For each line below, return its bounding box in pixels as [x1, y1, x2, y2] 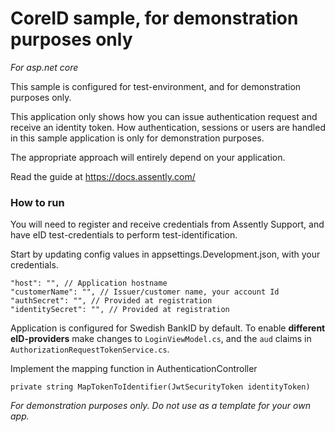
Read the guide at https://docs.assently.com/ [10, 170, 196, 182]
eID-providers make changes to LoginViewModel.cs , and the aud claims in [10, 333, 312, 345]
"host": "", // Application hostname [10, 278, 168, 289]
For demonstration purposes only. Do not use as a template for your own [10, 400, 311, 412]
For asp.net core [10, 61, 79, 73]
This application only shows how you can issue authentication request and [10, 110, 318, 122]
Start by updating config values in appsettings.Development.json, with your [10, 248, 321, 261]
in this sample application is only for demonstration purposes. [10, 132, 265, 144]
